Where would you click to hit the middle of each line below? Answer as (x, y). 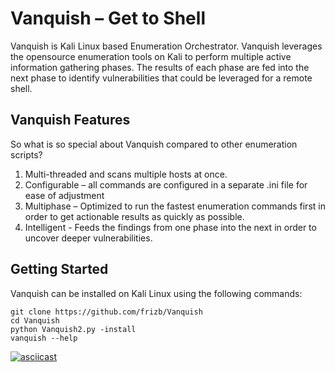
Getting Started (59, 269)
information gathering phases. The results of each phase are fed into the (160, 67)
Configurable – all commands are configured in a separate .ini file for (166, 184)
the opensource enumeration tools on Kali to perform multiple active (151, 56)
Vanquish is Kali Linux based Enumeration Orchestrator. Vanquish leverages (166, 46)
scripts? (26, 154)
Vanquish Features (70, 120)
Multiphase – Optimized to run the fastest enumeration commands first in (175, 206)
